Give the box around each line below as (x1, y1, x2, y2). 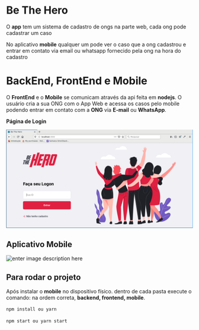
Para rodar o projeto (6, 272, 81, 282)
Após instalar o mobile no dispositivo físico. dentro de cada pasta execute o (6, 288, 192, 295)
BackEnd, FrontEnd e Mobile (6, 75, 148, 88)
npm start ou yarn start (6, 318, 68, 324)
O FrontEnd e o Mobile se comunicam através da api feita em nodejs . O (6, 93, 182, 101)
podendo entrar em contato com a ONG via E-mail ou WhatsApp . (6, 106, 167, 113)
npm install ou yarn (6, 306, 57, 312)
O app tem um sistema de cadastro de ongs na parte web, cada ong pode (6, 23, 187, 30)
